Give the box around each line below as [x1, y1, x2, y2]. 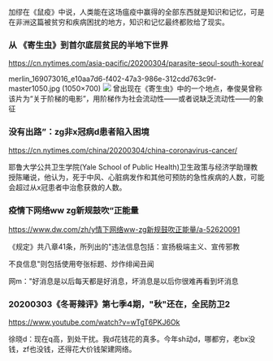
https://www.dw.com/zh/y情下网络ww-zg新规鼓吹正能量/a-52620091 [8, 224, 240, 234]
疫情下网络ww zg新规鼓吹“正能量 [8, 204, 140, 216]
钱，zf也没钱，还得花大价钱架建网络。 [8, 344, 136, 355]
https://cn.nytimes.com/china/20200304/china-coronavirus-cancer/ [8, 145, 238, 155]
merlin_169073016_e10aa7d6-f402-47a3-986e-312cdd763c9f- [8, 74, 217, 84]
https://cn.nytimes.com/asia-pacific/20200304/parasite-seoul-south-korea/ [8, 58, 264, 68]
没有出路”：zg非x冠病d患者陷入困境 [8, 127, 149, 138]
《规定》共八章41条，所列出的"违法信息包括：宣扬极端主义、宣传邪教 [8, 242, 240, 251]
